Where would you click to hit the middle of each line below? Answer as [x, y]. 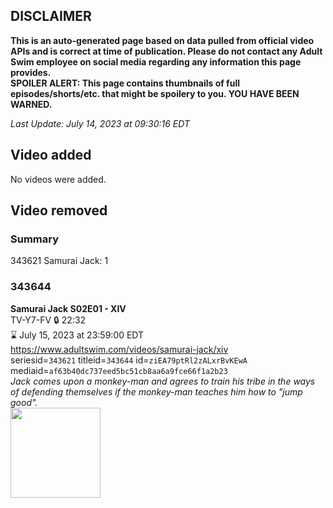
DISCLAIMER [51, 16]
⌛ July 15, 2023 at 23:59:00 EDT [77, 335]
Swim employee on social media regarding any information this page [156, 61]
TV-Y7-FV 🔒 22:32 [48, 320]
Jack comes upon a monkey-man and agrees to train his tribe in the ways [163, 381]
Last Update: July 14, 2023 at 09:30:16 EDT [100, 123]
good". [24, 402]
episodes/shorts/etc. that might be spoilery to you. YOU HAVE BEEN [155, 93]
